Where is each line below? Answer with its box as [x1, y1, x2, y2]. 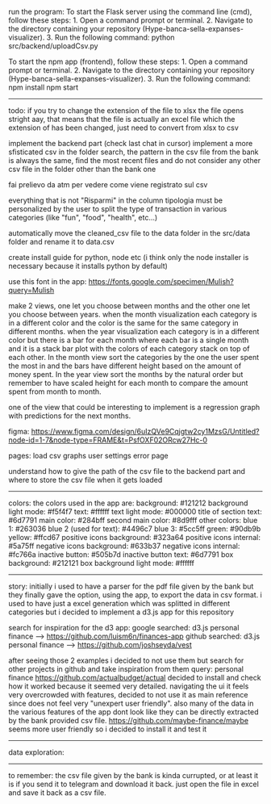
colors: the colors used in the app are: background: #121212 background [8, 498, 248, 508]
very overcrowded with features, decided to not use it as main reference [8, 690, 248, 699]
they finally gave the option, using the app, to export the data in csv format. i [8, 590, 262, 600]
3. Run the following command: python [46, 32, 175, 42]
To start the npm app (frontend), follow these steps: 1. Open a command [8, 57, 248, 66]
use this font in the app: [8, 277, 87, 286]
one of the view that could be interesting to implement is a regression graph [8, 403, 261, 412]
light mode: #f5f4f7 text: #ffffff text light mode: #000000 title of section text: [8, 507, 262, 516]
